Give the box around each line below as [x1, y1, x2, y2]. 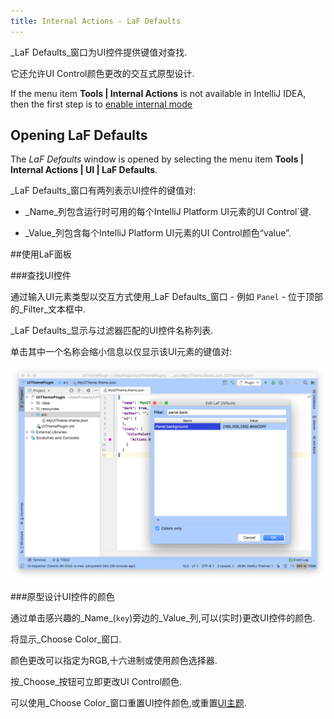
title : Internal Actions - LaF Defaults [10, 16, 182, 26]
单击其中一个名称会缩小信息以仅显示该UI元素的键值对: [10, 346, 233, 358]
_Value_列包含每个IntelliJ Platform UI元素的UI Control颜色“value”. [24, 227, 292, 239]
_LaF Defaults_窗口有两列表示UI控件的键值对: [10, 185, 197, 197]
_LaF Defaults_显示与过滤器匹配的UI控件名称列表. [10, 325, 214, 337]
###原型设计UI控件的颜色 [10, 591, 115, 603]
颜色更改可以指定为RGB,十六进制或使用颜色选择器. [10, 655, 218, 667]
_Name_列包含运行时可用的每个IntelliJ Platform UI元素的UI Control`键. [24, 206, 312, 218]
